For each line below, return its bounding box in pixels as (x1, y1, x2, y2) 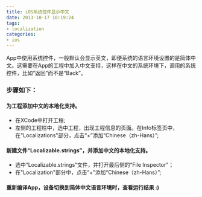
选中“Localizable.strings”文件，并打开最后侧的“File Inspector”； (14, 161, 174, 169)
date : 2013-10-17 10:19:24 (6, 15, 74, 21)
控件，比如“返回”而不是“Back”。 (6, 69, 86, 76)
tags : (6, 20, 20, 26)
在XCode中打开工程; (14, 117, 66, 124)
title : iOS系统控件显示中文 (6, 8, 69, 15)
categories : (6, 31, 36, 37)
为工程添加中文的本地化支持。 (6, 102, 80, 109)
